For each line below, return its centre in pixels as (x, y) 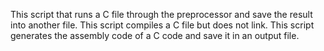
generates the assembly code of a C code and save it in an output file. (155, 35)
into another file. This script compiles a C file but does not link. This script (162, 25)
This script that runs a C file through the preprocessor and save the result (161, 14)
